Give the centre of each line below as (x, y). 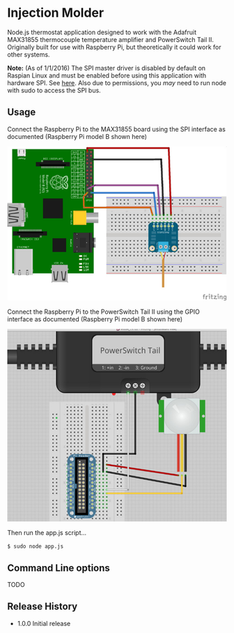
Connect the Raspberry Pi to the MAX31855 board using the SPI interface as (117, 129)
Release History (42, 607)
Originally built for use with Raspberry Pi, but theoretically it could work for (114, 47)
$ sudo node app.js (36, 546)
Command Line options (58, 568)
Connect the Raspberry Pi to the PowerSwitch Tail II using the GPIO (103, 312)
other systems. (29, 54)
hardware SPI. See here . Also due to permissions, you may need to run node (117, 82)
